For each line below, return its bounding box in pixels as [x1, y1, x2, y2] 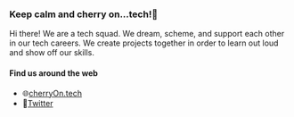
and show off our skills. [9, 47, 95, 58]
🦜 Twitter [21, 97, 53, 108]
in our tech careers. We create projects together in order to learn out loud [9, 38, 279, 48]
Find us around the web [9, 67, 98, 79]
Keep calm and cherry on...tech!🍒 [9, 8, 159, 21]
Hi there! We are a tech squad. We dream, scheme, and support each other [9, 29, 285, 39]
